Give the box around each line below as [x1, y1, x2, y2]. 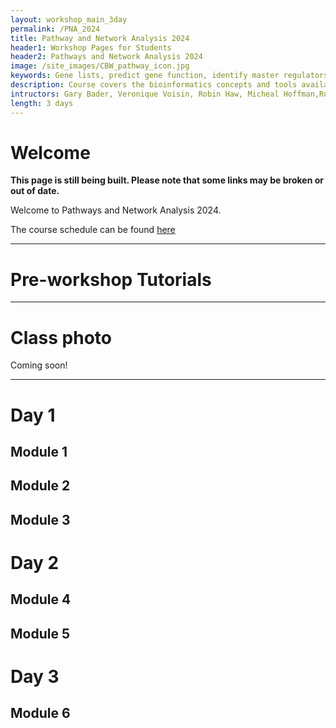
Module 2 [10, 477, 71, 495]
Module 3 [10, 511, 71, 528]
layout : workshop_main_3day [10, 14, 128, 25]
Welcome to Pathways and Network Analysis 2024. [10, 204, 222, 216]
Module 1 [10, 443, 68, 460]
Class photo [10, 326, 112, 349]
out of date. [10, 185, 60, 197]
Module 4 [10, 591, 72, 608]
